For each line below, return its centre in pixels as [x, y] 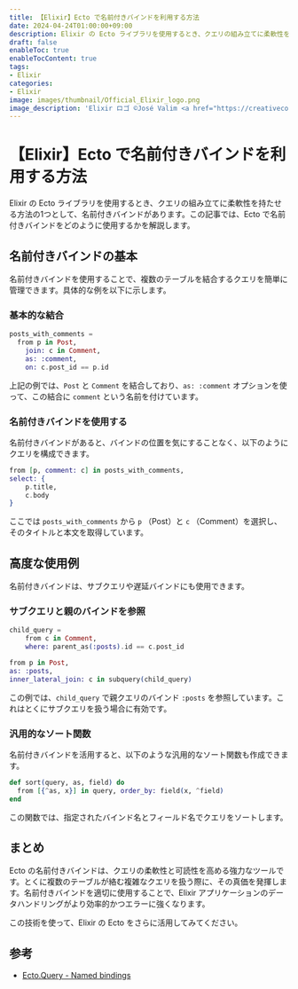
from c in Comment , [61, 639]
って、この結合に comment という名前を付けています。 [106, 396]
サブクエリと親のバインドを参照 [78, 611]
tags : [19, 67]
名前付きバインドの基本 [73, 256]
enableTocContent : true [53, 59]
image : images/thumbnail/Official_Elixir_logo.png [105, 100]
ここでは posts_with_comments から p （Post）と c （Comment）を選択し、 [145, 522]
